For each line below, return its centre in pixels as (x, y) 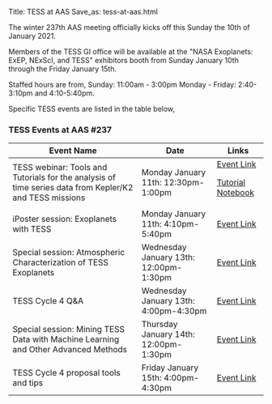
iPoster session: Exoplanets (65, 219)
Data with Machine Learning (66, 339)
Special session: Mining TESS (69, 330)
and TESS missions (49, 198)
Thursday (159, 325)
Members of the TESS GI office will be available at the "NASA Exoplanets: (131, 51)
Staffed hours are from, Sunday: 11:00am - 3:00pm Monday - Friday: (122, 85)
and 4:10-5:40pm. (64, 93)
